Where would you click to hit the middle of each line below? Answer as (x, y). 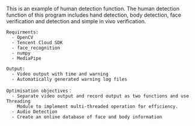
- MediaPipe (27, 59)
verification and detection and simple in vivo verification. (76, 21)
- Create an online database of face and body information (87, 117)
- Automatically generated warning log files (70, 79)
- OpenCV (22, 38)
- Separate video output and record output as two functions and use (100, 96)
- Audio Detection (35, 112)
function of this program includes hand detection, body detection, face (94, 15)
